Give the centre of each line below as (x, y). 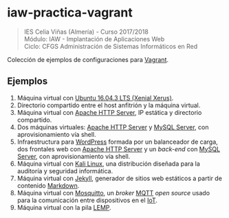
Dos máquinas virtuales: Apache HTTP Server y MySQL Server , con (113, 127)
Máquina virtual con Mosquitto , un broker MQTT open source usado (113, 193)
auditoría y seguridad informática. (65, 171)
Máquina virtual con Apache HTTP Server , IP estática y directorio (109, 112)
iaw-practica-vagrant (70, 13)
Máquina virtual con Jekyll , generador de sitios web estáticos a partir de (119, 178)
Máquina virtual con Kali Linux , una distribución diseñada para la (109, 164)
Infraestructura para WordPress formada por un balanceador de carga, (117, 142)
